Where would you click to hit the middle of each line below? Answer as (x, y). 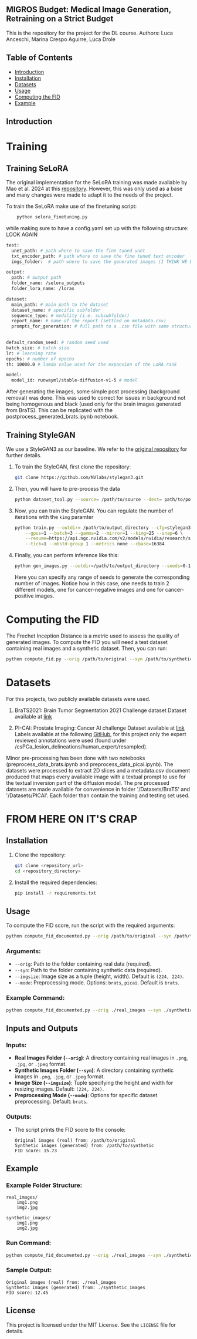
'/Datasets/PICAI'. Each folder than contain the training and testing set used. (98, 795)
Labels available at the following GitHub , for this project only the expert (100, 734)
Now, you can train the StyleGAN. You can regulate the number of (94, 511)
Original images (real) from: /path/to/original (75, 1140)
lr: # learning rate (31, 353)
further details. (24, 455)
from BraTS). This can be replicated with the (60, 410)
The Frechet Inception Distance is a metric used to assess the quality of (93, 636)
